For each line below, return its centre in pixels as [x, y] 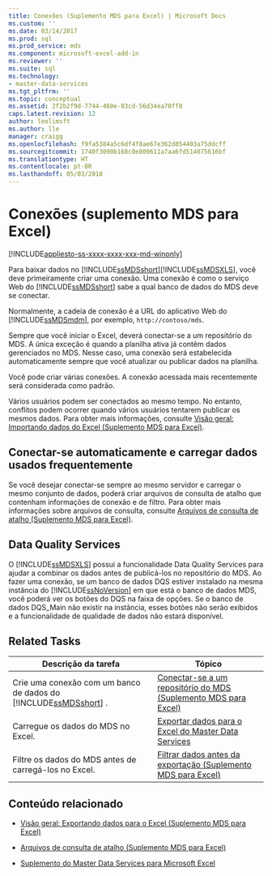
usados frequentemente [71, 466]
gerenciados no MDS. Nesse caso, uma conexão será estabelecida [120, 353]
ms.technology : [34, 76]
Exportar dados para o [200, 721]
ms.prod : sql [30, 38]
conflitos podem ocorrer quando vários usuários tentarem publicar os [124, 409]
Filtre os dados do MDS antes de [74, 760]
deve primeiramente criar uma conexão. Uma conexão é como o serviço [129, 278]
